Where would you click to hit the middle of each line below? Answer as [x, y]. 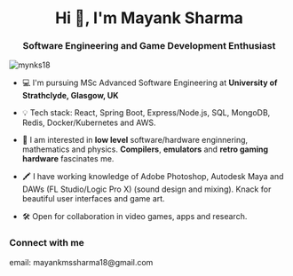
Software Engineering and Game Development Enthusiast [149, 46]
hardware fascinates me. [68, 159]
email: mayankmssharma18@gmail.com [81, 262]
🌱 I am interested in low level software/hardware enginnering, [135, 140]
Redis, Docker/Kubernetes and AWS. [89, 122]
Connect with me [47, 243]
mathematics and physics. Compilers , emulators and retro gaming [145, 149]
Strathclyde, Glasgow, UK [70, 96]
